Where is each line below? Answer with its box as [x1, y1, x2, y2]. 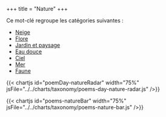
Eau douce [15, 48, 42, 55]
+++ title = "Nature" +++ [6, 5, 68, 12]
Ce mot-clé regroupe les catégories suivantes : [6, 17, 124, 24]
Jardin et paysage [15, 42, 61, 48]
